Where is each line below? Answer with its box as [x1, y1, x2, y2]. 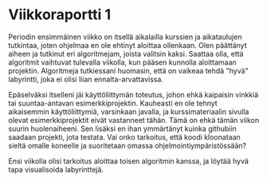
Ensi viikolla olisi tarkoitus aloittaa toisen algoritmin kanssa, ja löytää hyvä [8, 156, 249, 165]
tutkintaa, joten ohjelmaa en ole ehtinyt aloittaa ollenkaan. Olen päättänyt [8, 40, 247, 49]
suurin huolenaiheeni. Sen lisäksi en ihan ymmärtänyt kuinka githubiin [8, 124, 237, 133]
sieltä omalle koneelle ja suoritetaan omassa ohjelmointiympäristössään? [8, 140, 247, 150]
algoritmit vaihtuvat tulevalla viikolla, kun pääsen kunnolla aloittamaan [8, 57, 237, 67]
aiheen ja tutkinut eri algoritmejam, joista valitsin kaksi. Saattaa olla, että [8, 49, 244, 58]
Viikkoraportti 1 [8, 6, 112, 24]
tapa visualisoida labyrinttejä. [8, 164, 104, 174]
